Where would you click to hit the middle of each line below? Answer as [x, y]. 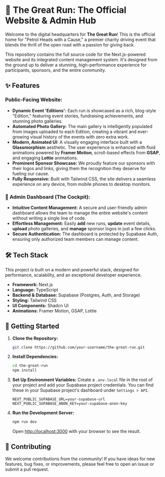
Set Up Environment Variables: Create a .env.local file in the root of [82, 380]
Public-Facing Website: [34, 100]
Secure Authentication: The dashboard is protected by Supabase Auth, [85, 234]
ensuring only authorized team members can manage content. [75, 239]
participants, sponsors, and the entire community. [56, 70]
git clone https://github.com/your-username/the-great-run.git [79, 347]
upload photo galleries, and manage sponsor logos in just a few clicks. [84, 228]
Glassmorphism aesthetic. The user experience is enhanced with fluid [84, 147]
